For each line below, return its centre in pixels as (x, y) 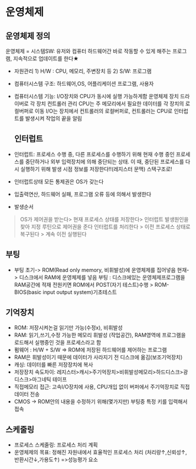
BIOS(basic (28, 292)
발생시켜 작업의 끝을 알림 (53, 118)
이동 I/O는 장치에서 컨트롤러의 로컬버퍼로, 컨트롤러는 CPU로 (104, 111)
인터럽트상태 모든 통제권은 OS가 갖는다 (59, 182)
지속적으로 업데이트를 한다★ (46, 59)
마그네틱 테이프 (49, 380)
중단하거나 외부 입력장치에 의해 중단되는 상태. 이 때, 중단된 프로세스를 (104, 161)
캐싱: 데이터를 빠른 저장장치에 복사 (53, 365)
